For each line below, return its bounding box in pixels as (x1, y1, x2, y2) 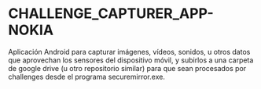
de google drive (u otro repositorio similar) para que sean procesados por (8, 63, 247, 73)
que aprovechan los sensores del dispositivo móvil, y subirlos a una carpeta (8, 55, 254, 65)
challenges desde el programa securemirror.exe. (8, 72, 165, 81)
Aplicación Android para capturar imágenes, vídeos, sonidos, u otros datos (8, 47, 251, 56)
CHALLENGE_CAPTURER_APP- (8, 5, 214, 23)
